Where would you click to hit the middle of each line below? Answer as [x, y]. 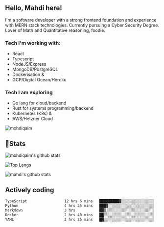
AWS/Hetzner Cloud [32, 119]
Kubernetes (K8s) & [32, 113]
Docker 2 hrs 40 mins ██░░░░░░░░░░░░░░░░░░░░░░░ [80, 215]
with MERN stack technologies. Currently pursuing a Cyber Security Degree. [82, 25]
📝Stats [15, 143]
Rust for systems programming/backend [53, 108]
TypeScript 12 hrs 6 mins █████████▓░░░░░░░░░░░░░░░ [80, 201]
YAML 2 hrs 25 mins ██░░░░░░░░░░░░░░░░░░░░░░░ [80, 219]
